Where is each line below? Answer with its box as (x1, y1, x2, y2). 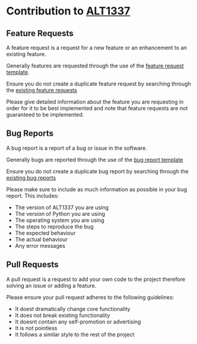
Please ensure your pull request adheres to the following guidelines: (6, 293, 174, 301)
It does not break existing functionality (14, 312, 111, 319)
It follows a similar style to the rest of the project (14, 331, 135, 338)
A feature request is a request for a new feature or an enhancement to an (6, 44, 187, 51)
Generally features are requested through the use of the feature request (6, 62, 184, 69)
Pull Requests (6, 260, 59, 270)
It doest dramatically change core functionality (14, 305, 131, 312)
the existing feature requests (6, 87, 77, 94)
